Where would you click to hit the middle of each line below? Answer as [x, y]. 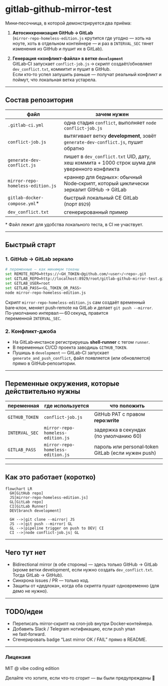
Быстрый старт [30, 245]
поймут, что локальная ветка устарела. [54, 80]
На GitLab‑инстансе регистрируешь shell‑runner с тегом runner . [81, 342]
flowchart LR [19, 489]
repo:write [107, 420]
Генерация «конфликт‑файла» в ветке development [68, 58]
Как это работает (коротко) [50, 477]
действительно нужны [43, 392]
